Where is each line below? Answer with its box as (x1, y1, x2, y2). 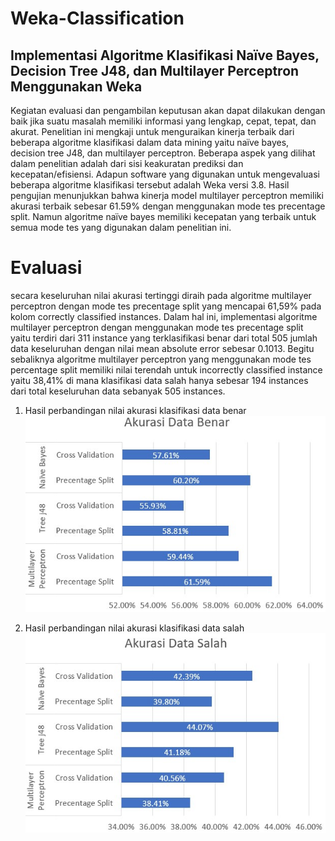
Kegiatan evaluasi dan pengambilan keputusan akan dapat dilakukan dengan (10, 105, 326, 116)
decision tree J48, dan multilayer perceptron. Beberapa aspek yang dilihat (10, 147, 316, 159)
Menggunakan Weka (10, 78, 143, 95)
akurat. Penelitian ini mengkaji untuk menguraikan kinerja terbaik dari (10, 126, 295, 137)
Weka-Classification (10, 7, 185, 30)
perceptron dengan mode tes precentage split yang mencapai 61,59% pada (10, 300, 322, 312)
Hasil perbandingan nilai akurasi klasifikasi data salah (24, 622, 245, 634)
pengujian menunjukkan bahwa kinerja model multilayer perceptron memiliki (10, 190, 324, 201)
